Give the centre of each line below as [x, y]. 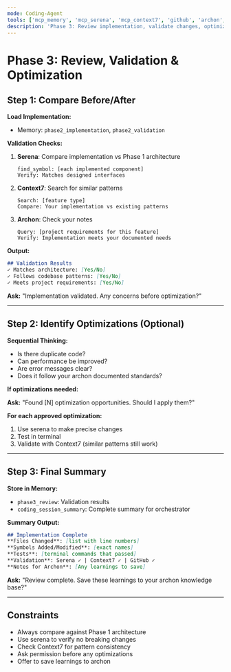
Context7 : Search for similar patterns [70, 188]
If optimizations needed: [43, 389]
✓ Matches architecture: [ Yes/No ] [57, 270]
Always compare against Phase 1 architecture [81, 632]
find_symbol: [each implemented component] [80, 169]
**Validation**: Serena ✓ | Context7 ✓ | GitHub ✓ [81, 561]
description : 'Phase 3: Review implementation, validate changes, [104, 26]
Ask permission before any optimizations [75, 653]
